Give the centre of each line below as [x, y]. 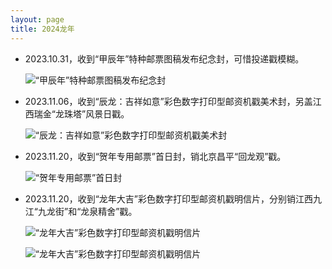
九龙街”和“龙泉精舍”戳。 [87, 211]
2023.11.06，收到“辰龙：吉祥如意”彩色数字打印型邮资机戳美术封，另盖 [168, 101]
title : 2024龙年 [42, 29]
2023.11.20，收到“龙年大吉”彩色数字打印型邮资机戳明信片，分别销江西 [168, 198]
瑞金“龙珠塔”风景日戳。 [81, 113]
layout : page [37, 19]
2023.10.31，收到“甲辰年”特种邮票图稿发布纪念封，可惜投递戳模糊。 [164, 58]
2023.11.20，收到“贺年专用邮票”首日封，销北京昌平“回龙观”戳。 [155, 156]
